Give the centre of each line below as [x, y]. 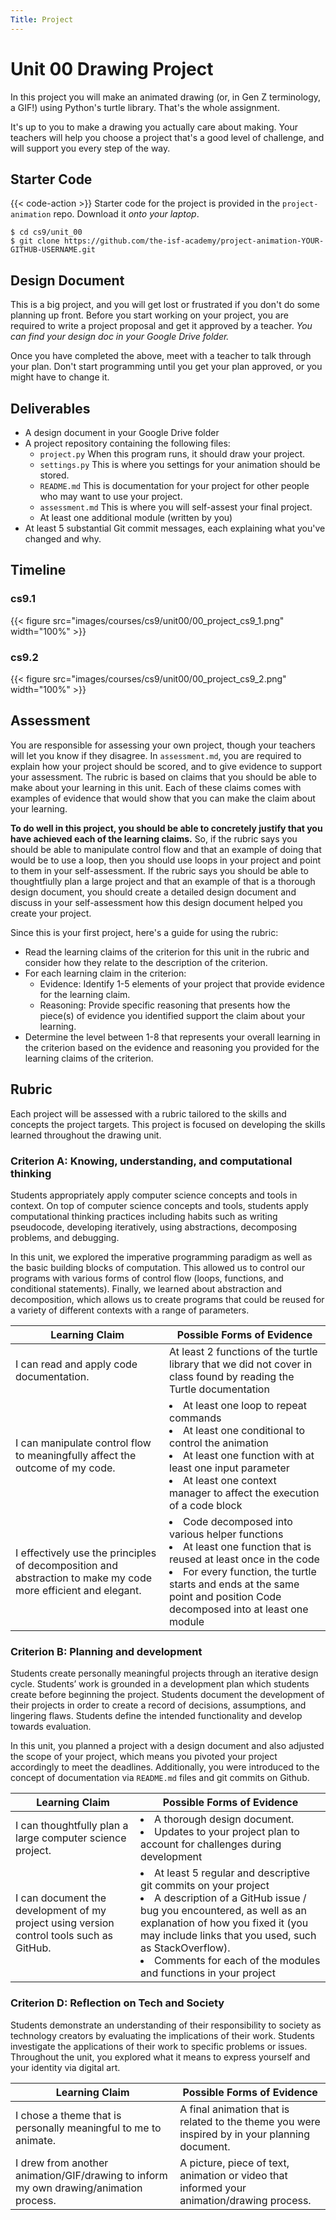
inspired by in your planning [245, 2134]
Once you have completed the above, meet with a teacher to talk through [161, 356]
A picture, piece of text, [234, 2163]
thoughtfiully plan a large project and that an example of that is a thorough [163, 881]
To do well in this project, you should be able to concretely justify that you [166, 828]
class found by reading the [232, 1376]
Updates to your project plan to [227, 1832]
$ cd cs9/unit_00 [46, 232]
